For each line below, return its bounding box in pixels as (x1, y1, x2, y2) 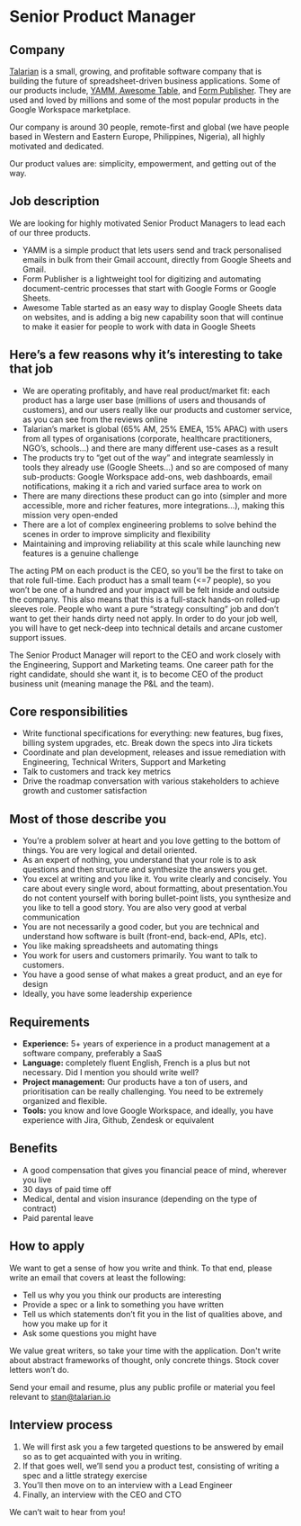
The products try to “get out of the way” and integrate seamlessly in (22, 452, 274, 462)
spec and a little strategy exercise (22, 1469, 148, 1481)
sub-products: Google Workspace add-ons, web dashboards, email (22, 471, 272, 482)
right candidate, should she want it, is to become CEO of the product (9, 669, 263, 679)
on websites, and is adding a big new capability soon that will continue (22, 311, 285, 322)
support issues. (9, 632, 67, 642)
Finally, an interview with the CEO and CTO (22, 1489, 182, 1500)
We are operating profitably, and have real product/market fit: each (22, 385, 270, 396)
